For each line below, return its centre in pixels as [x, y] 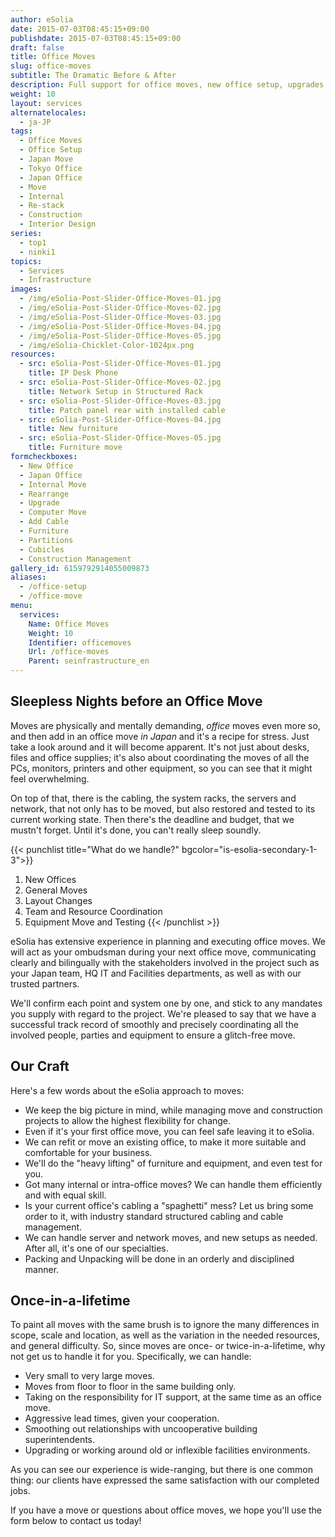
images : [26, 289]
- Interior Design [58, 224]
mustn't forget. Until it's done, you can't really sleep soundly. [136, 830]
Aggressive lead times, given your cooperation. [122, 1418]
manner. [42, 1269]
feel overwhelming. [50, 778]
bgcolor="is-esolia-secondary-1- [249, 849]
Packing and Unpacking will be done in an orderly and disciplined [159, 1258]
